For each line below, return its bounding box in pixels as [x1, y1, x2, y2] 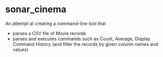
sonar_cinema [5, 4, 67, 15]
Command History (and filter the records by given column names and [12, 41, 158, 47]
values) [12, 46, 29, 52]
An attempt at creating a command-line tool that [5, 20, 106, 26]
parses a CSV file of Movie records [12, 30, 87, 36]
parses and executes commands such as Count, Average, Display [12, 36, 151, 42]
